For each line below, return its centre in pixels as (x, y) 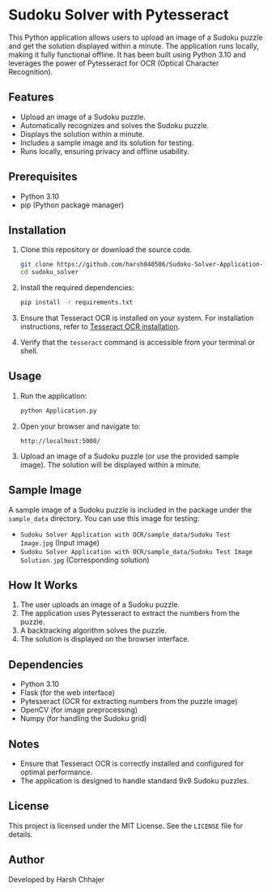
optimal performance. (56, 772)
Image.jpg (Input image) (59, 542)
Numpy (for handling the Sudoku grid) (83, 719)
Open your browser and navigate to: (80, 426)
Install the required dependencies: (77, 288)
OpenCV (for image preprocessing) (79, 710)
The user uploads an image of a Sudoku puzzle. (100, 604)
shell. (29, 351)
